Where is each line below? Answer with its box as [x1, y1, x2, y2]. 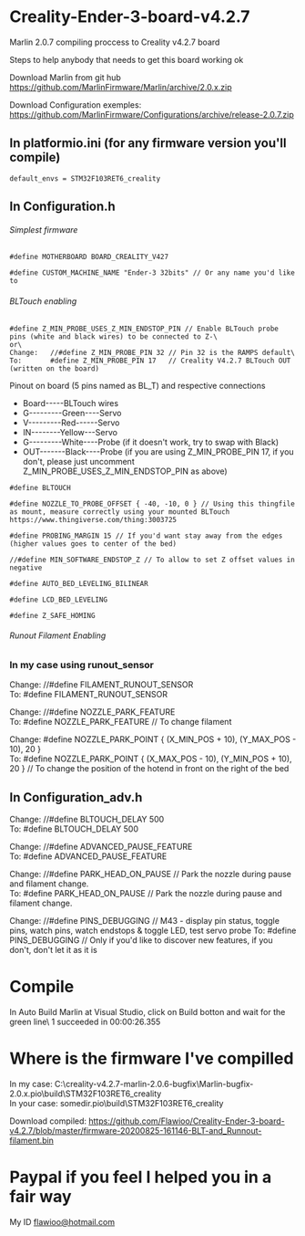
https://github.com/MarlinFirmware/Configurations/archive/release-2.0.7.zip [9, 109, 294, 120]
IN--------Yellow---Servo [22, 426, 118, 437]
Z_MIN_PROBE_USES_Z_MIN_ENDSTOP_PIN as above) [22, 466, 228, 477]
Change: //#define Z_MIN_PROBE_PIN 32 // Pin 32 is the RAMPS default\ [9, 348, 296, 357]
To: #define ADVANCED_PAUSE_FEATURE [9, 851, 168, 862]
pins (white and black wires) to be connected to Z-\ [9, 331, 219, 341]
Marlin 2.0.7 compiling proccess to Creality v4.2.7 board [9, 37, 220, 47]
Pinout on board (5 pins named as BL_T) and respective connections [9, 380, 266, 391]
